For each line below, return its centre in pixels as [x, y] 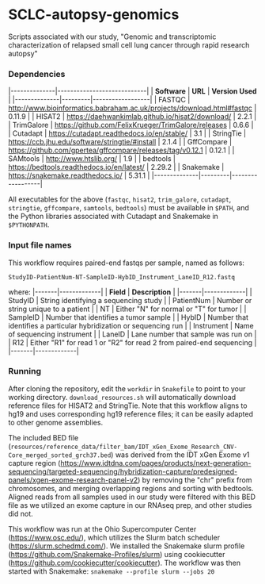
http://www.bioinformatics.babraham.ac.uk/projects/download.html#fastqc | [132, 108]
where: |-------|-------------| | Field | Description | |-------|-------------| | [130, 292]
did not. [21, 513]
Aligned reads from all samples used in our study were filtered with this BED [132, 497]
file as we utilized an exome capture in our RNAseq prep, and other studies [130, 505]
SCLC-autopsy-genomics [94, 15]
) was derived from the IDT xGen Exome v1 [180, 455]
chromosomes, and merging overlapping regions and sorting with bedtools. [131, 488]
